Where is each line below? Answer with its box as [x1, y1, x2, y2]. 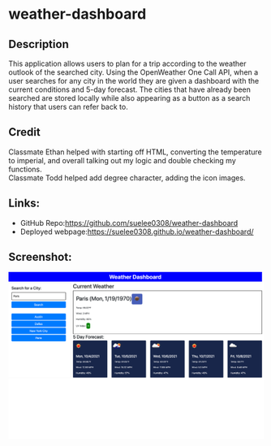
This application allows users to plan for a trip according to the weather [8, 58, 247, 68]
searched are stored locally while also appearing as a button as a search [8, 93, 251, 102]
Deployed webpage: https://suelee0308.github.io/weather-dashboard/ [19, 227, 254, 236]
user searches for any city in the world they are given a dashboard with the [8, 76, 260, 85]
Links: [8, 197, 41, 210]
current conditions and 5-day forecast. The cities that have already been [8, 84, 252, 94]
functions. [8, 164, 42, 174]
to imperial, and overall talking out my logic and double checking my [8, 155, 237, 165]
